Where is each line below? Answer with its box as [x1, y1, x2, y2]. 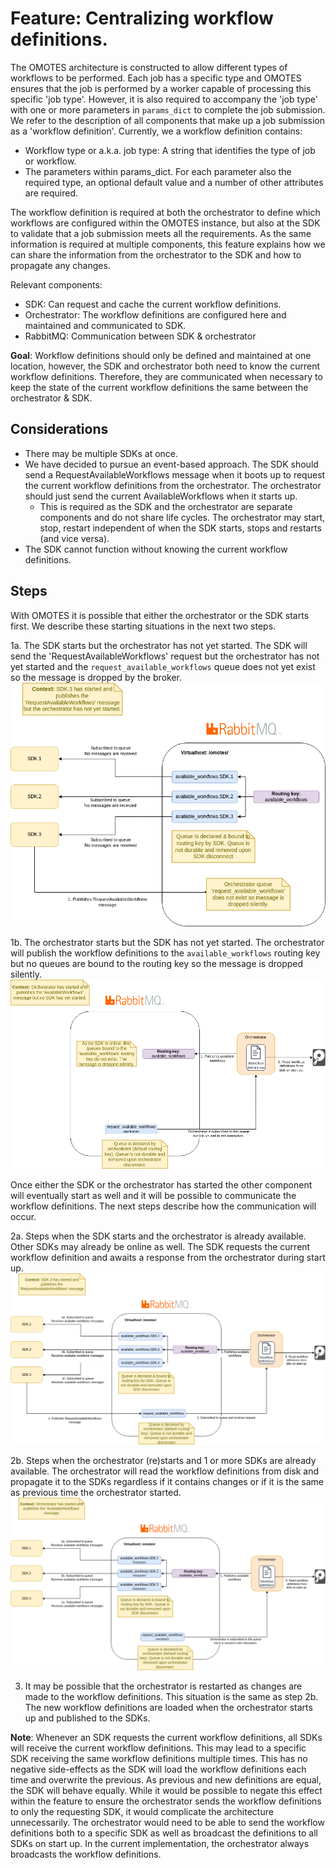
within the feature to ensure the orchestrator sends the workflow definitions [10, 1795, 322, 1807]
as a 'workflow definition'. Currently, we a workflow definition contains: [10, 125, 303, 137]
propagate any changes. [10, 259, 111, 271]
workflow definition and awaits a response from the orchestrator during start [10, 1252, 326, 1264]
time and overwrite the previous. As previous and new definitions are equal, [10, 1773, 322, 1786]
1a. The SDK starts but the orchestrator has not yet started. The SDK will [10, 639, 308, 651]
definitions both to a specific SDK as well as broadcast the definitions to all [10, 1827, 318, 1839]
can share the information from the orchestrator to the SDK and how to [10, 248, 302, 261]
